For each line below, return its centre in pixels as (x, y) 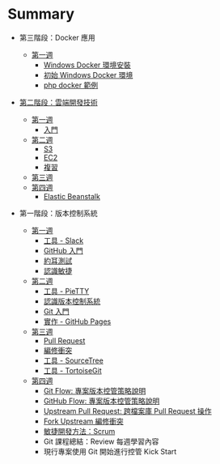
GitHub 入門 (63, 250)
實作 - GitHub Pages (77, 321)
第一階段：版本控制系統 (58, 213)
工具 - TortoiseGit (72, 370)
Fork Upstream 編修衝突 (83, 421)
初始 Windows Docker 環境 (88, 74)
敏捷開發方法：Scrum (79, 431)
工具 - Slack (63, 241)
